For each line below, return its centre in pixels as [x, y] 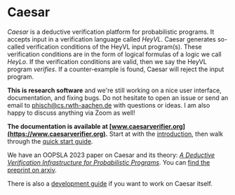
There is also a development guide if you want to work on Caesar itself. [110, 183]
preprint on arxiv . [32, 170]
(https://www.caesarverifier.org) [57, 134]
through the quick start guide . [50, 141]
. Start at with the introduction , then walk [164, 134]
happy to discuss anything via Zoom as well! [71, 113]
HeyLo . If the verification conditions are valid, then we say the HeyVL [107, 61]
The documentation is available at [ [60, 126]
